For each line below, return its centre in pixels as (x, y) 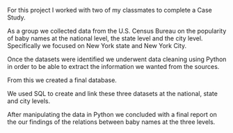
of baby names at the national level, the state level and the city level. (105, 38)
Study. (16, 17)
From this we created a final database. (62, 80)
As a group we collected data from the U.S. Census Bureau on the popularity (117, 31)
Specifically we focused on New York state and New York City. (97, 46)
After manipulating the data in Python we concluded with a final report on (112, 115)
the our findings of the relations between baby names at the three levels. (111, 122)
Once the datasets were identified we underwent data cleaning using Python (117, 59)
